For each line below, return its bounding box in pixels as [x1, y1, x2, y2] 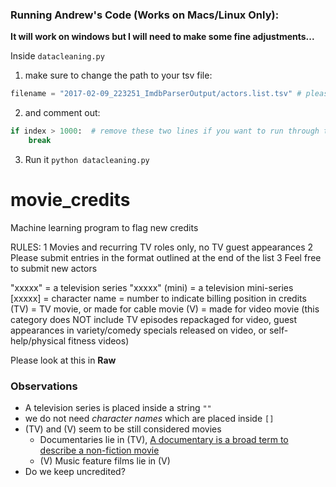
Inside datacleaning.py [10, 50, 105, 62]
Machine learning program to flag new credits [10, 221, 199, 233]
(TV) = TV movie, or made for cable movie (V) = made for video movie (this [10, 303, 320, 315]
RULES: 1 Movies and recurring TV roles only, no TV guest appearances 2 [10, 241, 314, 253]
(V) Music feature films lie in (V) [39, 455, 171, 467]
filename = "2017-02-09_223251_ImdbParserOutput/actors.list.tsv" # [10, 89, 302, 99]
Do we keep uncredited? [24, 466, 126, 478]
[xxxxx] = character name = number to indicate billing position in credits [10, 292, 307, 304]
